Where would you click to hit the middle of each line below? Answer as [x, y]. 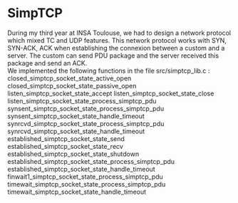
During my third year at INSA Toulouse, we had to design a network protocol [119, 33]
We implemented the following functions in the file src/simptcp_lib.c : [109, 71]
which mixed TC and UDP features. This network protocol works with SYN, [117, 40]
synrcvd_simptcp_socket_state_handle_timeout [76, 131]
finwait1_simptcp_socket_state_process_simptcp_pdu [86, 177]
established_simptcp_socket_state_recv [65, 146]
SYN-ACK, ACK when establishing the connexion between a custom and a [116, 48]
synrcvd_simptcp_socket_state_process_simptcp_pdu [86, 123]
